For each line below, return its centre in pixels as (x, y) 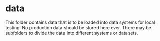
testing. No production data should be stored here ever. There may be (78, 27)
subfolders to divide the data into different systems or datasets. (72, 33)
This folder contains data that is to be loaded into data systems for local (80, 22)
